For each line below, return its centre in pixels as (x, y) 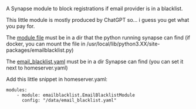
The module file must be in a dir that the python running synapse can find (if (98, 37)
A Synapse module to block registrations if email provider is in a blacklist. (94, 9)
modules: (17, 90)
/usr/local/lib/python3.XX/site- (123, 44)
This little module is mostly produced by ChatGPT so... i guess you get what (98, 20)
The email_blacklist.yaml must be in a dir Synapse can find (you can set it (95, 62)
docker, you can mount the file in (46, 44)
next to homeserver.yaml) (37, 68)
